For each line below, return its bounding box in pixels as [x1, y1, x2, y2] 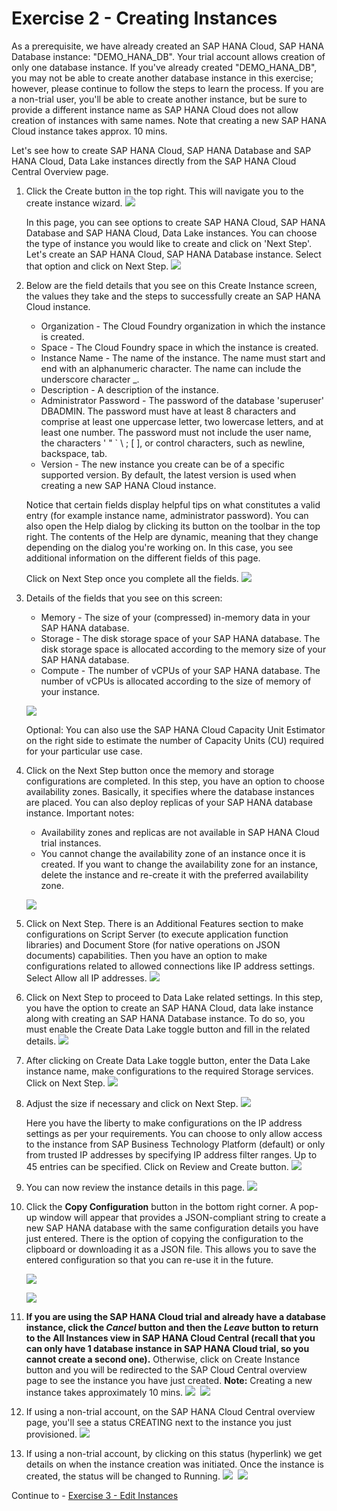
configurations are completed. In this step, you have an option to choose [25, 775, 325, 787]
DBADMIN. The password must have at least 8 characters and [40, 405, 297, 417]
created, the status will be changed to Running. [25, 1470, 221, 1482]
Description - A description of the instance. [40, 383, 219, 396]
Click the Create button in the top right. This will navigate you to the [25, 185, 304, 197]
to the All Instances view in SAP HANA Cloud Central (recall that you [25, 1332, 316, 1344]
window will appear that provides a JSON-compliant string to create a [39, 1211, 327, 1223]
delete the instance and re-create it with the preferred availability [40, 868, 309, 881]
